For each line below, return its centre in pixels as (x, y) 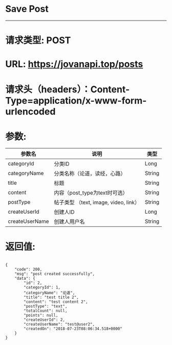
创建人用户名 (70, 222)
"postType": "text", (46, 306)
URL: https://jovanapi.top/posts (74, 64)
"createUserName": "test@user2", (59, 324)
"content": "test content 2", (56, 302)
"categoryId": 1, (42, 287)
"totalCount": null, (46, 311)
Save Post (27, 9)
